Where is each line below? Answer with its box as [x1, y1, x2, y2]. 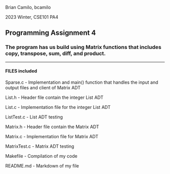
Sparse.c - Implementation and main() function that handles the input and [5, 79, 158, 85]
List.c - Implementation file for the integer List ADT [5, 104, 111, 110]
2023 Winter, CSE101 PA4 [5, 14, 59, 20]
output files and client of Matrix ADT [5, 84, 81, 90]
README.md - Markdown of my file [5, 162, 79, 168]
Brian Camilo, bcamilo [5, 5, 51, 10]
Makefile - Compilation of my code [5, 153, 77, 159]
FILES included [5, 68, 37, 74]
